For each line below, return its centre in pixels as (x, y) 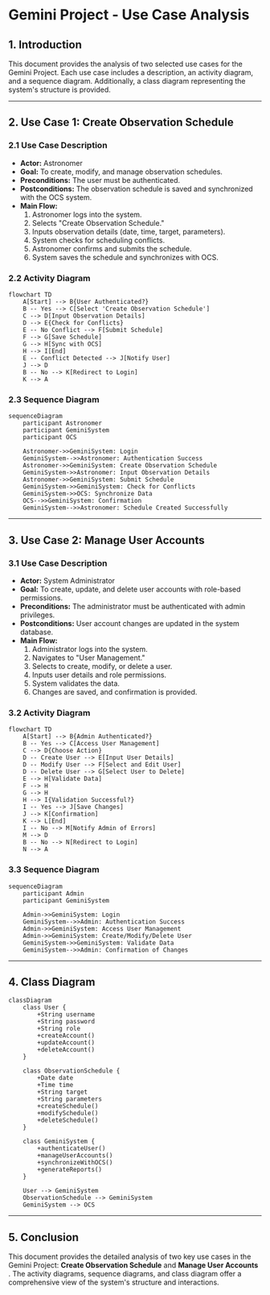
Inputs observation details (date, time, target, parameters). (129, 231)
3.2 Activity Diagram (49, 712)
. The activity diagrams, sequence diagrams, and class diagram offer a (125, 1274)
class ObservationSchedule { (72, 1071)
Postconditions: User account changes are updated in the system (129, 623)
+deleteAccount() (66, 1050)
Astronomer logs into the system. (87, 214)
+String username (66, 1015)
